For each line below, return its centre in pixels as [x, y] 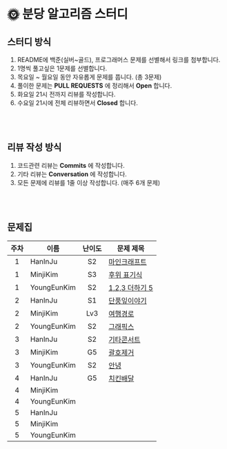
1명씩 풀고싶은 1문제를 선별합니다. [62, 68]
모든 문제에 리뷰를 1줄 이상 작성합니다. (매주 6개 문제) [89, 182]
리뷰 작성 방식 [34, 147]
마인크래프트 [128, 262]
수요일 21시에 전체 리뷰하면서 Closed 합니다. [77, 103]
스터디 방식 [29, 42]
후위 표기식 [126, 275]
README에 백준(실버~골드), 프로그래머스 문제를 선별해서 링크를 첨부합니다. [119, 60]
